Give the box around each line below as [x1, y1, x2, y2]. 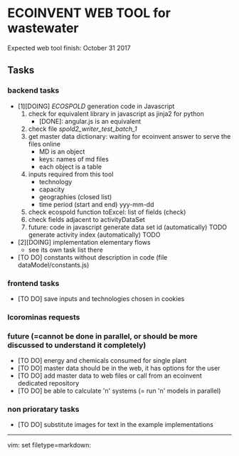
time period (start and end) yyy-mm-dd [38, 200, 154, 208]
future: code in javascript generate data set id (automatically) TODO [28, 223, 228, 231]
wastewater [7, 20, 80, 36]
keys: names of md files [38, 154, 109, 163]
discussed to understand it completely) [7, 340, 147, 350]
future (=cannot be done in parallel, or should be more [7, 331, 198, 341]
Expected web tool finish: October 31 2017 [7, 43, 131, 52]
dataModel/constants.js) [17, 260, 90, 269]
